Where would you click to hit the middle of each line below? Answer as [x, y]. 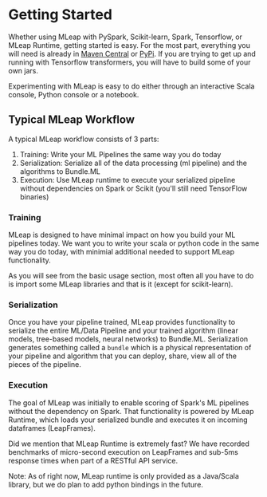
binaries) [34, 196]
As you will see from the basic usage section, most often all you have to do [131, 276]
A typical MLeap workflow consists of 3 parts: [84, 139]
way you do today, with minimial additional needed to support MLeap [122, 252]
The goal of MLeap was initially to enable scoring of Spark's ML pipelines [129, 402]
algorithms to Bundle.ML [60, 171]
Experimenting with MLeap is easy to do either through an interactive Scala [132, 86]
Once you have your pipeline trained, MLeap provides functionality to [122, 322]
